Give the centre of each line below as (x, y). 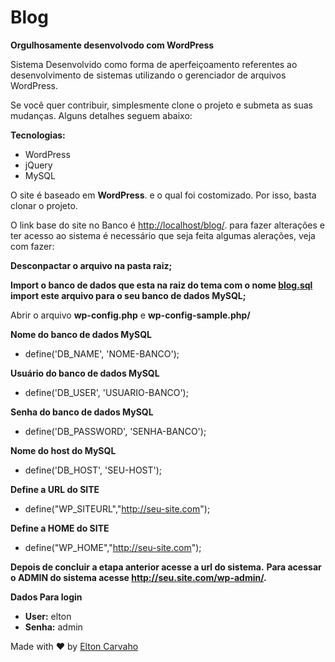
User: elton (48, 616)
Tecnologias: (38, 135)
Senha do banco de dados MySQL (82, 412)
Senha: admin (53, 627)
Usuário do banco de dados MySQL (85, 373)
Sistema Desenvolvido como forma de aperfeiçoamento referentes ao (154, 64)
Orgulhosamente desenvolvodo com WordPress (112, 45)
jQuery (38, 165)
